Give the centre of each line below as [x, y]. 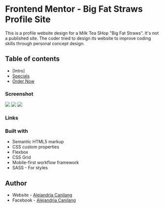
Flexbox [20, 152]
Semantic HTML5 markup [38, 142]
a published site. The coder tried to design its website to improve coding [78, 38]
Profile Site [28, 19]
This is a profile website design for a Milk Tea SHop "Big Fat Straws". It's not [82, 33]
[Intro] [19, 71]
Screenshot [19, 94]
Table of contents [32, 59]
